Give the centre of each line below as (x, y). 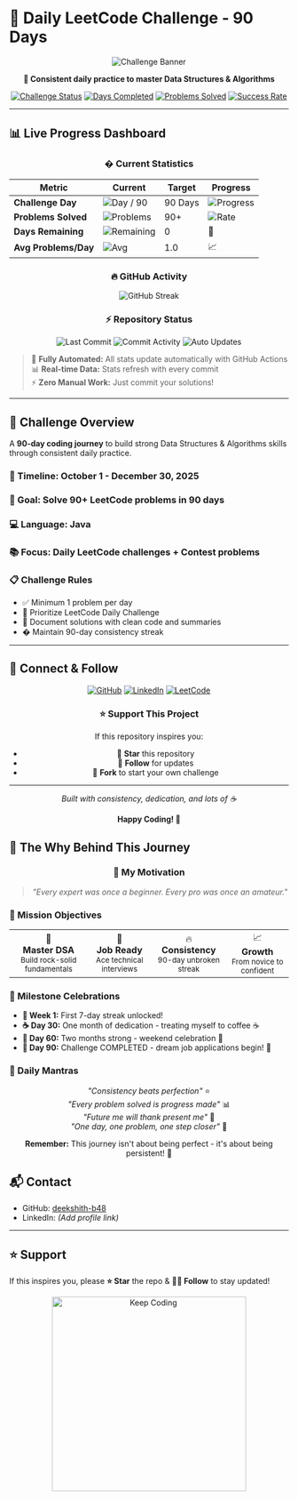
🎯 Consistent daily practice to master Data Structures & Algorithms (149, 78)
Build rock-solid (49, 960)
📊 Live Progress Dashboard (88, 134)
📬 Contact (40, 1182)
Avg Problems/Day (54, 248)
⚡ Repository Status (149, 319)
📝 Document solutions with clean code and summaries (122, 622)
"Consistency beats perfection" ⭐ (149, 1091)
